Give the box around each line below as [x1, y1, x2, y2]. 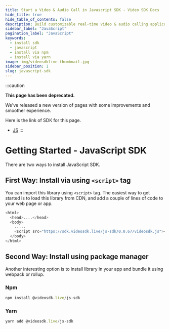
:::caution [5, 83, 25, 89]
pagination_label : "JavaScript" [5, 31, 73, 36]
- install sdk [10, 40, 39, 46]
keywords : [5, 36, 26, 41]
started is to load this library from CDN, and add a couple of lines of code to [5, 195, 163, 201]
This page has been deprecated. [5, 92, 75, 98]
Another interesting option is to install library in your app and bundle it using [5, 266, 163, 272]
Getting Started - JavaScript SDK [5, 145, 147, 156]
